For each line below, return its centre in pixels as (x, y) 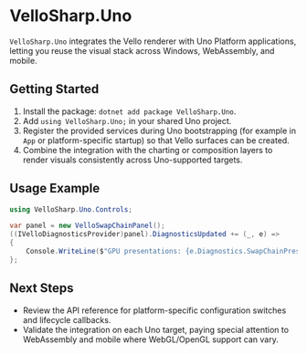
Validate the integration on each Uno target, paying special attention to (156, 329)
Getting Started (54, 89)
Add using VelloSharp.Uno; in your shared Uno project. (127, 120)
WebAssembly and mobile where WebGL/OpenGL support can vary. (150, 339)
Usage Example (55, 188)
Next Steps (42, 288)
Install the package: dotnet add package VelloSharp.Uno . (129, 111)
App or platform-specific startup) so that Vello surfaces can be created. (156, 140)
